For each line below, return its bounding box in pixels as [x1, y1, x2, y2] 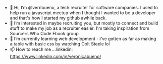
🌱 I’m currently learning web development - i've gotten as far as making [9, 36, 156, 42]
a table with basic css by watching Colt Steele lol [9, 41, 110, 46]
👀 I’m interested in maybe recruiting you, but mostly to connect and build [9, 20, 159, 26]
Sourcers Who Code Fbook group [9, 31, 79, 36]
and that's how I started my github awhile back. [9, 15, 107, 21]
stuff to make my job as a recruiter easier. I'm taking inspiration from [9, 25, 150, 31]
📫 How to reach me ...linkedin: [9, 46, 73, 52]
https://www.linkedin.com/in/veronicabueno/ [9, 54, 102, 59]
